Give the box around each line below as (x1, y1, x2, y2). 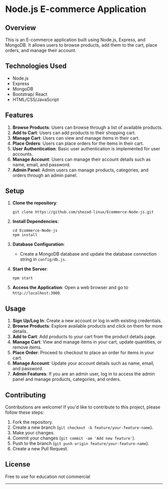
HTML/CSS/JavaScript (12, 96, 59, 102)
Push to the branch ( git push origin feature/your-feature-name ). (12, 440, 149, 446)
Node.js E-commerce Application (5, 4, 146, 15)
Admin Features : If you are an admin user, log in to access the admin (12, 371, 155, 377)
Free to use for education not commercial (5, 473, 90, 479)
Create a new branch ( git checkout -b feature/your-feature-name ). (12, 424, 153, 430)
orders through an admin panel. (12, 172, 77, 178)
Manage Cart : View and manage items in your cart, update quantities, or (12, 339, 162, 345)
